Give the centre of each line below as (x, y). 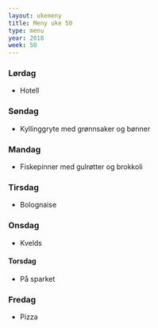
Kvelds (31, 243)
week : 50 (23, 45)
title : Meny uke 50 (40, 23)
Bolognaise (38, 205)
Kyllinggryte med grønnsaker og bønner (85, 128)
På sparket (37, 279)
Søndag (24, 111)
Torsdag (23, 261)
